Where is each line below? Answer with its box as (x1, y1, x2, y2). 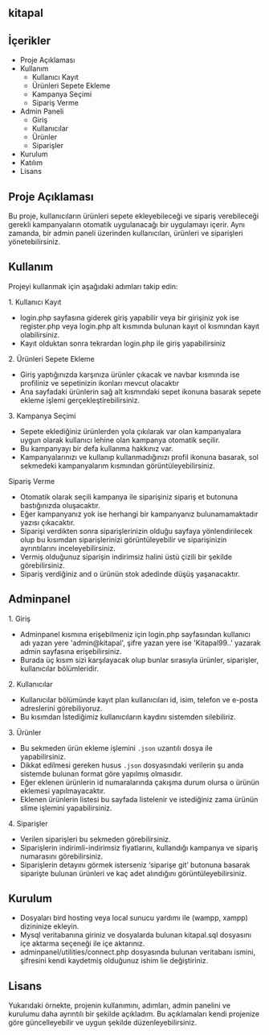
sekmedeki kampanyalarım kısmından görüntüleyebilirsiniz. (19, 461, 215, 470)
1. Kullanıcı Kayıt (8, 297, 62, 307)
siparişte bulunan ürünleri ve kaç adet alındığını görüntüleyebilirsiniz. (19, 868, 247, 878)
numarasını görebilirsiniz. (19, 851, 104, 861)
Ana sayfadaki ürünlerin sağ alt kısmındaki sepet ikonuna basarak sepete (19, 387, 262, 396)
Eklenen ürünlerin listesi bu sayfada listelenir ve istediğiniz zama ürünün (19, 794, 259, 804)
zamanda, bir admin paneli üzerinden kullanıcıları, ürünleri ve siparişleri (8, 229, 243, 238)
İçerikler (8, 34, 51, 48)
